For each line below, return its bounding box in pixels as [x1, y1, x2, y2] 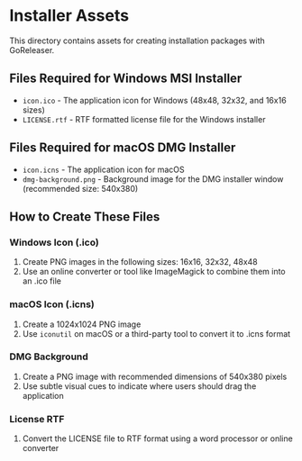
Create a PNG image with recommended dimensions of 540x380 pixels [22, 371, 288, 382]
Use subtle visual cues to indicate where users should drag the [22, 380, 257, 392]
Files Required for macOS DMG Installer [9, 140, 236, 156]
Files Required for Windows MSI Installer [9, 71, 243, 86]
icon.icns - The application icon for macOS [22, 164, 185, 175]
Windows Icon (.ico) [9, 236, 99, 249]
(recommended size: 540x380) [22, 183, 139, 194]
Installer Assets [9, 5, 129, 26]
